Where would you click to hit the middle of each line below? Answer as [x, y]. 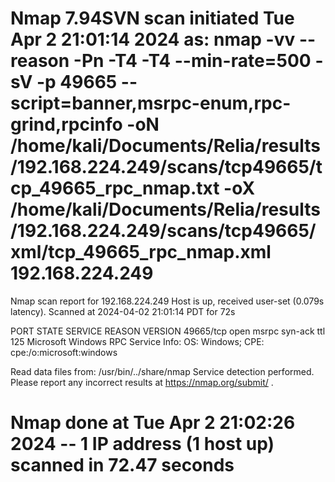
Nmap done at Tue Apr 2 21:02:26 [153, 423]
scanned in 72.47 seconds [122, 465]
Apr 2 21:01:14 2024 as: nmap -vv [153, 39]
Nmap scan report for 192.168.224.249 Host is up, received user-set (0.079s [167, 301]
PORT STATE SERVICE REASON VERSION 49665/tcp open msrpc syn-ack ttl [168, 331]
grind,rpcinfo [66, 124]
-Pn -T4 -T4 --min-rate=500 [192, 61]
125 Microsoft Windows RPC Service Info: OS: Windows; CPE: [137, 341]
